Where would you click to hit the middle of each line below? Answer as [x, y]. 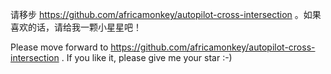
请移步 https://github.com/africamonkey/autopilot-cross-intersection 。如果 [166, 14]
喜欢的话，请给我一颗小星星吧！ [76, 27]
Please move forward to [59, 47]
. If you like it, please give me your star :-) [147, 57]
